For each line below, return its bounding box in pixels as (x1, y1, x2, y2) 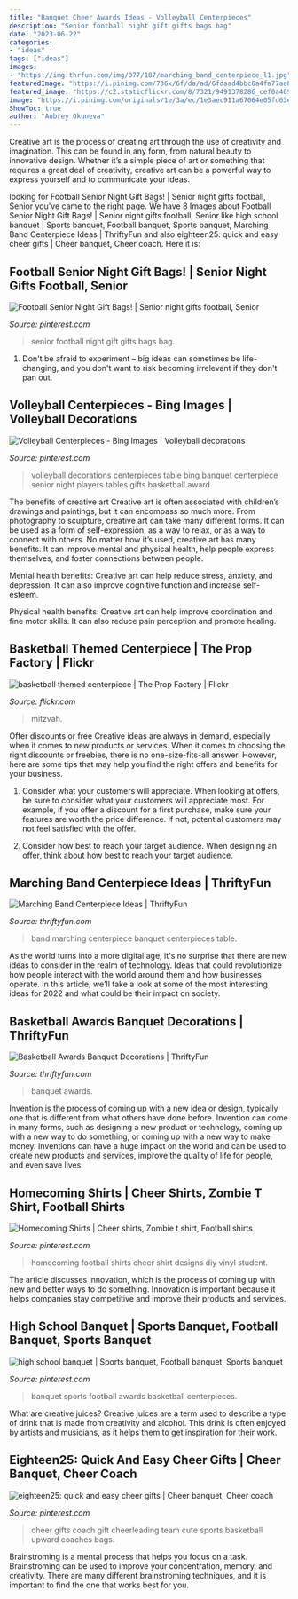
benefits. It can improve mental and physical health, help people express (9, 543, 275, 554)
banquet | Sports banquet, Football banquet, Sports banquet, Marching (9, 219, 269, 231)
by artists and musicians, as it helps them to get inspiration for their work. (9, 1427, 278, 1437)
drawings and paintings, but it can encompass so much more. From (9, 505, 255, 516)
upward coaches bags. (30, 1533, 115, 1545)
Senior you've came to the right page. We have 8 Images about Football (9, 201, 271, 211)
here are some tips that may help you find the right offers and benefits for (9, 758, 278, 769)
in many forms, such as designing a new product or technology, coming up (9, 1122, 283, 1133)
